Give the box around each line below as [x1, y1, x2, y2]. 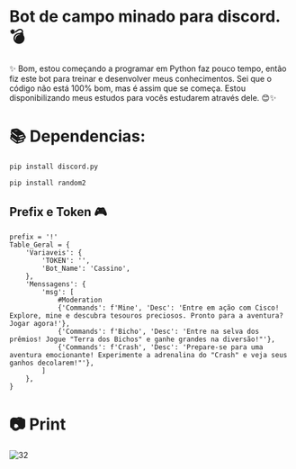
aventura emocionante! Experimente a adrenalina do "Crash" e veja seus [9, 351, 288, 360]
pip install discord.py [9, 162, 99, 171]
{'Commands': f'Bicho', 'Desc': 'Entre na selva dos [57, 327, 259, 337]
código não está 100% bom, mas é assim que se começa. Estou [9, 83, 246, 94]
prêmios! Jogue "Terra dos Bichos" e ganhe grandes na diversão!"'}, [9, 335, 276, 344]
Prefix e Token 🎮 [9, 204, 108, 220]
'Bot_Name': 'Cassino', [41, 264, 130, 274]
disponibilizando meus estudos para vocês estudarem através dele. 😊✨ [9, 92, 277, 103]
